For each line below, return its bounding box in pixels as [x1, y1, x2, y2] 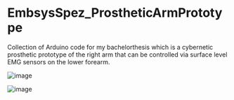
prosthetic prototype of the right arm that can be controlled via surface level [7, 50, 228, 59]
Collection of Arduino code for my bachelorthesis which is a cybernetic [7, 43, 214, 51]
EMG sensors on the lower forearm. [7, 57, 110, 66]
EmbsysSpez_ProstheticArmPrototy [7, 5, 223, 21]
